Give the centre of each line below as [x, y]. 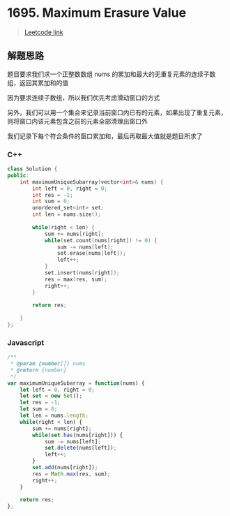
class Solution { [32, 169]
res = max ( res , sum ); [76, 279]
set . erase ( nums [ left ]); [92, 253]
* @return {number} [39, 370]
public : [18, 175]
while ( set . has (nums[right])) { [78, 435]
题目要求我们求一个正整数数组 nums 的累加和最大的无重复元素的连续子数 [112, 74]
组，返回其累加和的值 [38, 82]
